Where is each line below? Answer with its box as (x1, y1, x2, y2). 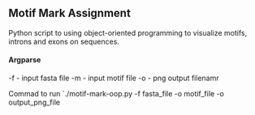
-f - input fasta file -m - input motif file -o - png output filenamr (8, 73, 219, 83)
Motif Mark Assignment (8, 6, 132, 20)
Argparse (8, 55, 41, 65)
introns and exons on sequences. (8, 36, 120, 46)
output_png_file (8, 97, 61, 108)
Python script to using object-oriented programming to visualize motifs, (8, 28, 248, 37)
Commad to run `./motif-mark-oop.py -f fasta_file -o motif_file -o (8, 89, 225, 99)
